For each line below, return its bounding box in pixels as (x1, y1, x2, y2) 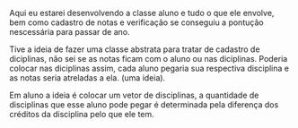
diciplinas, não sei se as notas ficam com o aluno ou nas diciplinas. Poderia (9, 54, 288, 64)
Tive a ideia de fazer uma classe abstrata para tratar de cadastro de (9, 44, 260, 55)
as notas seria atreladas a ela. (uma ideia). (9, 73, 166, 83)
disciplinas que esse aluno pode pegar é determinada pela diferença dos (9, 99, 279, 110)
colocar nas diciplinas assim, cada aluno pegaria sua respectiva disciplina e (9, 63, 290, 73)
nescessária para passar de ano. (9, 27, 130, 37)
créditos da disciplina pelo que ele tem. (9, 109, 154, 119)
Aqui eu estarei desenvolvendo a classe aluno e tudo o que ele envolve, (9, 8, 275, 18)
